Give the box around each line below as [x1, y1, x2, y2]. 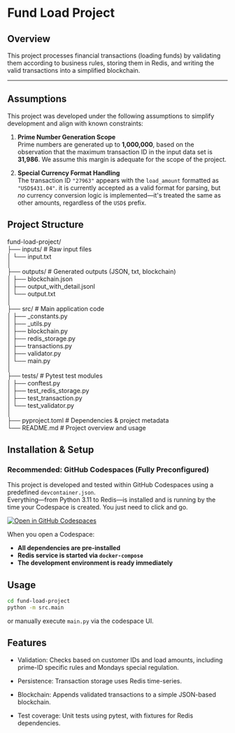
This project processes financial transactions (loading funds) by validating [7, 51, 221, 60]
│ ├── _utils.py [7, 319, 51, 327]
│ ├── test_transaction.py [7, 394, 83, 402]
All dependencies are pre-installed [17, 544, 121, 552]
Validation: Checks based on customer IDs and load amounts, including [17, 655, 223, 664]
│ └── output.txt [7, 289, 56, 298]
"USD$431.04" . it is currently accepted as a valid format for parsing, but [17, 184, 221, 192]
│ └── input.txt [7, 252, 52, 261]
